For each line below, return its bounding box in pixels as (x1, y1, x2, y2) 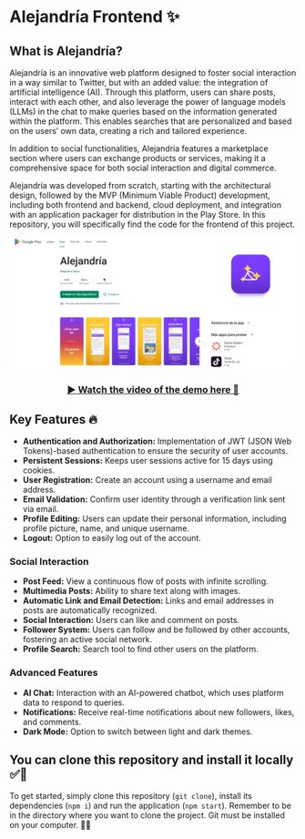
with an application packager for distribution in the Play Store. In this (9, 210, 266, 220)
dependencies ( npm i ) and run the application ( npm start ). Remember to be (9, 800, 292, 812)
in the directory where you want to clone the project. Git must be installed (9, 810, 285, 821)
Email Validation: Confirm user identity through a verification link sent (22, 494, 286, 505)
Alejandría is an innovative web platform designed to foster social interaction (9, 67, 297, 78)
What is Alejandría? (9, 43, 123, 58)
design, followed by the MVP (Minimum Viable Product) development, (9, 189, 270, 200)
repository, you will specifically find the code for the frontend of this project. (9, 219, 296, 230)
